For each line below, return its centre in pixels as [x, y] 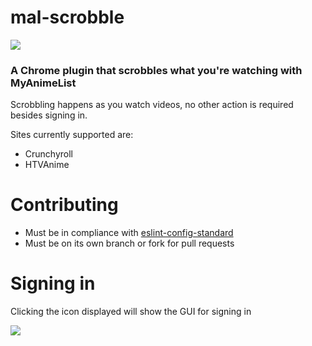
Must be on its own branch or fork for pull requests [129, 243]
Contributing [64, 205]
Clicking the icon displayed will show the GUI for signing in [131, 312]
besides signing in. [49, 115]
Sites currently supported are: [72, 135]
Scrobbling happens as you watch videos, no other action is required [152, 105]
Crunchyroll [48, 154]
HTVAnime [47, 165]
